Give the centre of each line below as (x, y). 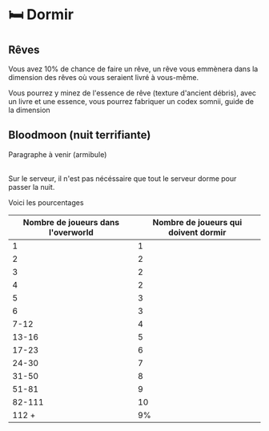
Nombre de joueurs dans (71, 222)
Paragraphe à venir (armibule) (58, 154)
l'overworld (71, 232)
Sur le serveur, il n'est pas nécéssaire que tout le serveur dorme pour (122, 178)
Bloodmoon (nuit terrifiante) (80, 135)
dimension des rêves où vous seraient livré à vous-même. (103, 77)
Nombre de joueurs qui (197, 222)
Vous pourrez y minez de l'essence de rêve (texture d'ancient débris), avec (132, 93)
